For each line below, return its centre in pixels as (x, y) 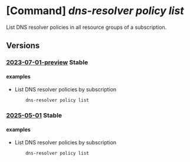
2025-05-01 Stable (34, 115)
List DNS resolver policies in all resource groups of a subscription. (86, 27)
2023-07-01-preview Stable (47, 62)
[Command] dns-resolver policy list (95, 11)
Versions (23, 46)
